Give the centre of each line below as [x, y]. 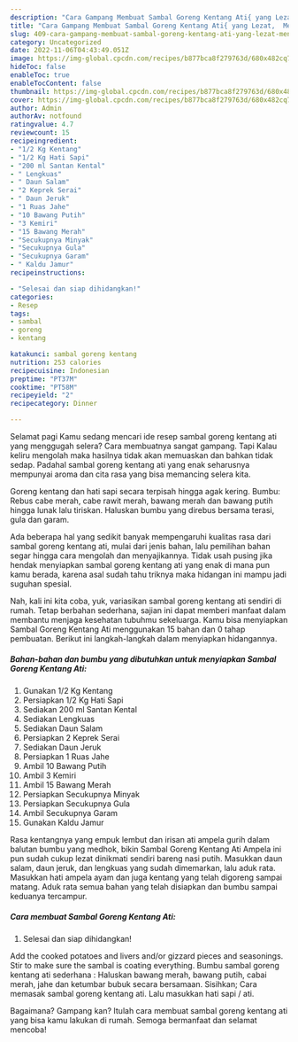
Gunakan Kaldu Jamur [63, 822]
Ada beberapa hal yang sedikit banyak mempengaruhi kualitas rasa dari [141, 537]
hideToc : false [38, 67]
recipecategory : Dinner [54, 404]
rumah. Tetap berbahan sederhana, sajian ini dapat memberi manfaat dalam [148, 610]
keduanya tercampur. [49, 896]
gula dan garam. [40, 520]
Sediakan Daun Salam [63, 728]
